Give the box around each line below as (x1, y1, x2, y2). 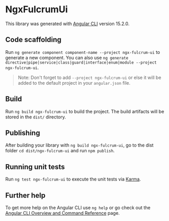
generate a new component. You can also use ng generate (5, 54, 129, 61)
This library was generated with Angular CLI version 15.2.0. (5, 21, 130, 27)
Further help (5, 191, 46, 199)
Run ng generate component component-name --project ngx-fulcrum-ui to (5, 49, 160, 55)
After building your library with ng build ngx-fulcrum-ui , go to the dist (5, 142, 154, 148)
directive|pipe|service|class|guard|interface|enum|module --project (5, 60, 157, 65)
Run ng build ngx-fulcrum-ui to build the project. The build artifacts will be (5, 108, 164, 114)
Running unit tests (5, 163, 65, 171)
